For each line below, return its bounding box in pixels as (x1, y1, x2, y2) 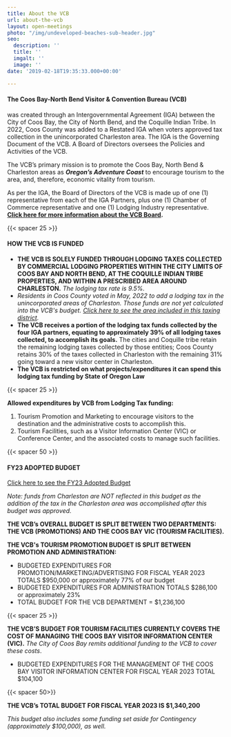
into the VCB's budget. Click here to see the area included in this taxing (17, 306, 221, 314)
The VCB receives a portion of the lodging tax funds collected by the (17, 321, 217, 329)
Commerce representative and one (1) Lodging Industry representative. (7, 203, 209, 211)
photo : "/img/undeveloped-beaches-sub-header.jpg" (7, 29, 156, 37)
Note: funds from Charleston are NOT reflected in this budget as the (7, 492, 201, 501)
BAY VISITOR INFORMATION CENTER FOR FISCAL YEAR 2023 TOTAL (17, 667, 216, 676)
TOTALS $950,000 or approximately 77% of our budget (17, 576, 175, 585)
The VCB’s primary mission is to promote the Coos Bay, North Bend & (7, 160, 204, 169)
